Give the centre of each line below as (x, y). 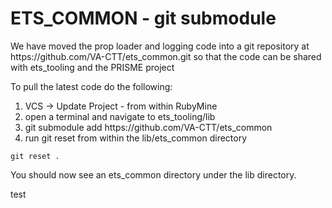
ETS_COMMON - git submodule (143, 18)
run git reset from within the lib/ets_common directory (136, 138)
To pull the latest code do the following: (91, 86)
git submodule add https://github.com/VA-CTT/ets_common (148, 127)
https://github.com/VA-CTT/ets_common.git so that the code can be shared (166, 56)
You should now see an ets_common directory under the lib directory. (153, 174)
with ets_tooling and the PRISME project (92, 67)
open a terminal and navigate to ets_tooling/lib (120, 116)
